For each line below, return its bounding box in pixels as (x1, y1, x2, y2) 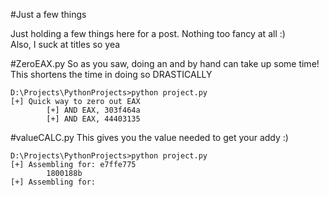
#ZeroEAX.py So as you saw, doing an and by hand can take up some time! (10, 58, 320, 69)
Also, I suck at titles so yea (10, 39, 121, 50)
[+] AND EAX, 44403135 (46, 114, 141, 124)
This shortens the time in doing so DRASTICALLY (10, 69, 213, 80)
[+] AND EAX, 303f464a (46, 105, 141, 115)
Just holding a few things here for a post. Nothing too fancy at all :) (10, 28, 286, 39)
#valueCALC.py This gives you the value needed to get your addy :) (10, 132, 289, 143)
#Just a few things (10, 9, 87, 20)
